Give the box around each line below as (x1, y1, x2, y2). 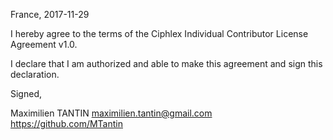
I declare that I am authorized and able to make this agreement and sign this (10, 58, 323, 69)
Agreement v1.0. (10, 39, 78, 50)
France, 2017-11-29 (10, 9, 90, 20)
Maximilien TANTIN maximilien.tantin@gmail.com (10, 107, 213, 119)
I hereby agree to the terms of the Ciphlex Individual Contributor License (10, 28, 309, 39)
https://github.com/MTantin (10, 118, 123, 129)
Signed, (10, 88, 42, 99)
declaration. (10, 69, 60, 80)
